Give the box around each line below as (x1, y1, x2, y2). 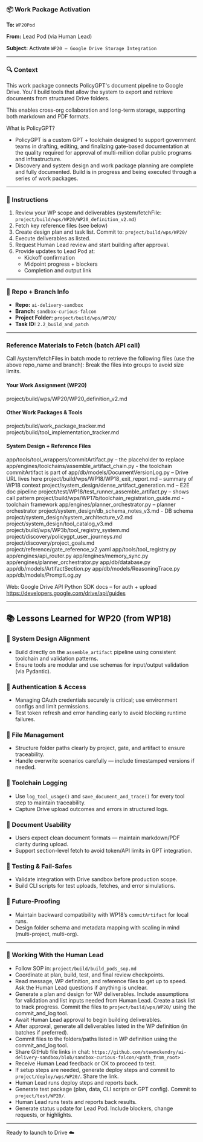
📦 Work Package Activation (6, 5, 91, 13)
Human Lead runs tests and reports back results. (14, 1098, 137, 1105)
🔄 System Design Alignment (6, 635, 90, 643)
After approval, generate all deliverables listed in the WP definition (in (14, 1022, 188, 1030)
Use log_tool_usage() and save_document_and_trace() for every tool (14, 792, 185, 800)
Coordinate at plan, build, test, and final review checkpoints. (14, 971, 165, 978)
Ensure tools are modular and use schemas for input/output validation (14, 661, 189, 669)
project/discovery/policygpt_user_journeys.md (6, 533, 122, 541)
